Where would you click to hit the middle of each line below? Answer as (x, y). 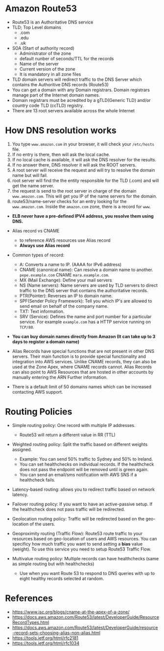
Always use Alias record (45, 245)
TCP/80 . (27, 327)
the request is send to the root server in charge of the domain (74, 191)
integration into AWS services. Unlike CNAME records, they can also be (84, 361)
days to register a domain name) (46, 342)
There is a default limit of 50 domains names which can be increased (82, 387)
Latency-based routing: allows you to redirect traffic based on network (83, 489)
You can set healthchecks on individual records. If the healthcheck (87, 464)
